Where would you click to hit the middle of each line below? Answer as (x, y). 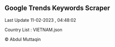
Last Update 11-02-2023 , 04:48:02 (41, 20)
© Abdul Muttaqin (23, 39)
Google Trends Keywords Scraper (57, 8)
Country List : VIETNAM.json (33, 30)
